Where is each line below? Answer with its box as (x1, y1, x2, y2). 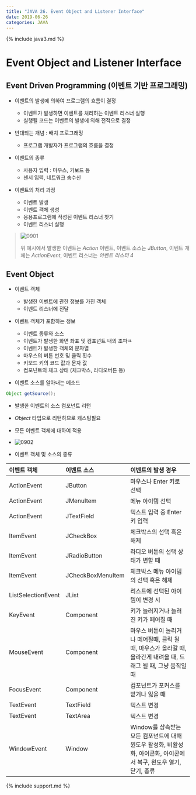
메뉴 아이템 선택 (130, 497, 171, 505)
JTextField (65, 512, 94, 521)
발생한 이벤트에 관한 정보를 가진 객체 (23, 298, 106, 305)
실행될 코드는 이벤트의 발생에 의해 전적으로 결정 (23, 117, 131, 124)
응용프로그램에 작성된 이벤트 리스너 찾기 (23, 214, 114, 221)
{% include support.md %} (6, 782, 71, 790)
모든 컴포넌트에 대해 (130, 732, 182, 740)
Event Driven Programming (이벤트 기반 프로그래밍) (6, 80, 188, 91)
